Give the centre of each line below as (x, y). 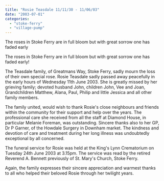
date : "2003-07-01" (25, 14)
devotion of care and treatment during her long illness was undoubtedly (77, 133)
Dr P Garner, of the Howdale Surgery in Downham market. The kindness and (82, 128)
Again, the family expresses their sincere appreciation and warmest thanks (80, 168)
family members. (22, 98)
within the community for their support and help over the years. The (73, 112)
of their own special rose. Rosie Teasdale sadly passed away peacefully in (80, 77)
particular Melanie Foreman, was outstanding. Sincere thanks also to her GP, (82, 123)
